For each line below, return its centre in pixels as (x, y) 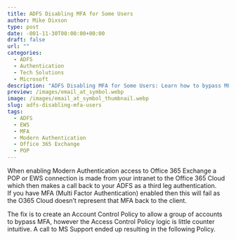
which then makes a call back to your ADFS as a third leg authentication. (112, 186)
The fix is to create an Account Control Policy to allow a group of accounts (115, 214)
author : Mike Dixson (38, 20)
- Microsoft (31, 79)
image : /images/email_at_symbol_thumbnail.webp (78, 99)
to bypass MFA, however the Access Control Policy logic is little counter (111, 221)
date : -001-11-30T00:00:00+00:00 (56, 33)
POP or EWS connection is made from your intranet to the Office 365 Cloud (116, 178)
